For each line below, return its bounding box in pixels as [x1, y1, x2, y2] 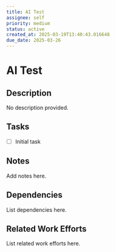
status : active [6, 26, 45, 32]
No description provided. [6, 104, 69, 111]
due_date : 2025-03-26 [6, 37, 61, 43]
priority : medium [6, 20, 50, 26]
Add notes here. [6, 172, 47, 179]
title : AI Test [6, 9, 45, 15]
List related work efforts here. [6, 240, 81, 247]
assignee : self [6, 15, 45, 21]
